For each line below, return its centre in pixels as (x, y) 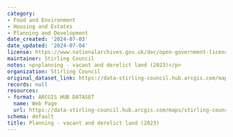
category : (21, 13)
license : (20, 53)
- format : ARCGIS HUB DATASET (51, 98)
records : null (28, 84)
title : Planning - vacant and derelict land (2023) (83, 123)
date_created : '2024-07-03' (48, 39)
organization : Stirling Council (54, 71)
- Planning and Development (48, 33)
